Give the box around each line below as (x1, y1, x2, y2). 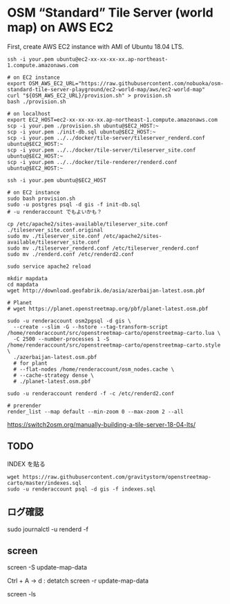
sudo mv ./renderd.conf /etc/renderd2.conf (7, 250, 135, 257)
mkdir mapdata (7, 275, 48, 282)
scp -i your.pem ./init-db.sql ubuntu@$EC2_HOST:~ (7, 128, 156, 136)
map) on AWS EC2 (7, 19, 114, 35)
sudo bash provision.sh (7, 195, 76, 202)
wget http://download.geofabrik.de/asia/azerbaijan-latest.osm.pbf (7, 287, 206, 294)
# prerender (7, 402, 41, 409)
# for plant (13, 360, 48, 367)
